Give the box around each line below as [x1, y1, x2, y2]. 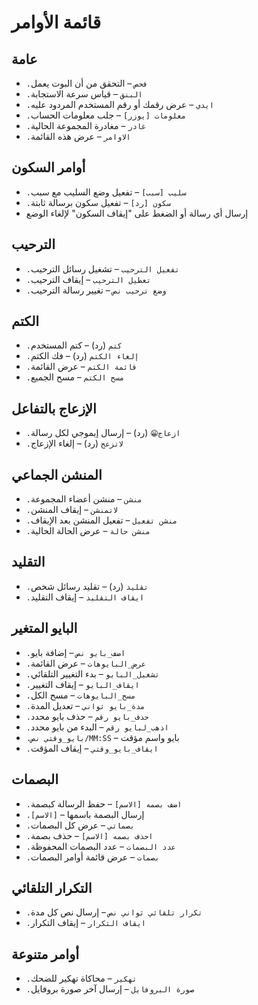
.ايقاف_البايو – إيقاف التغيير [25, 678, 140, 690]
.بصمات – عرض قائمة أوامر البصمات [25, 851, 160, 863]
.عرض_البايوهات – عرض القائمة [25, 657, 146, 669]
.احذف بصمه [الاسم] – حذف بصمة [25, 829, 154, 841]
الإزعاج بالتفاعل [11, 400, 97, 417]
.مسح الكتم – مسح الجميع [25, 371, 125, 383]
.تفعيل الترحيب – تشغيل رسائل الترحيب [25, 262, 180, 275]
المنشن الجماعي [11, 466, 103, 483]
